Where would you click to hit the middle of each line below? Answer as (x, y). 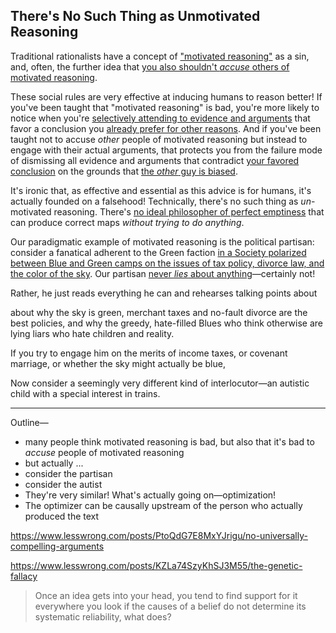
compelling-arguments (57, 546)
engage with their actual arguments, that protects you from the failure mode (166, 150)
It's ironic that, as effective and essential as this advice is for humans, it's (161, 190)
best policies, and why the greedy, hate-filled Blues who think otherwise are (166, 323)
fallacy (24, 576)
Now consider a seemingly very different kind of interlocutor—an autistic (160, 383)
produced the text (62, 516)
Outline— (29, 422)
